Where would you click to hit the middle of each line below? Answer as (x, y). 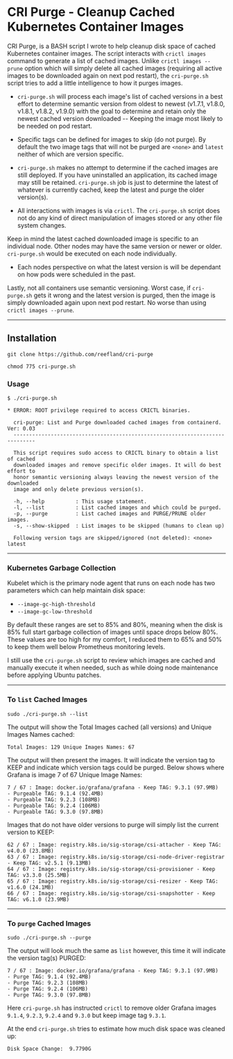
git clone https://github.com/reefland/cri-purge (80, 354)
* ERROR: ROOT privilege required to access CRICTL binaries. (99, 410)
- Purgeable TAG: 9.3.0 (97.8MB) (55, 812)
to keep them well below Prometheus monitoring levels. (86, 647)
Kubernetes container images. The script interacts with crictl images (107, 53)
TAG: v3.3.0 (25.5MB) (38, 875)
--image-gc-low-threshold (54, 612)
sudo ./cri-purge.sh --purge (49, 937)
